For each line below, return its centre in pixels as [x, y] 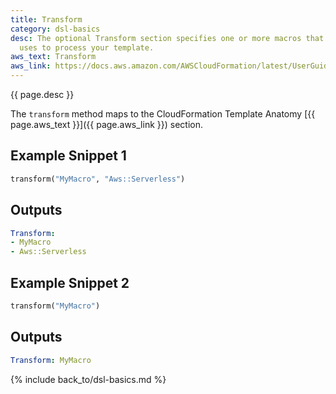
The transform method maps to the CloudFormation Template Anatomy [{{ [163, 114]
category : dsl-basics [55, 29]
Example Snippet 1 [68, 156]
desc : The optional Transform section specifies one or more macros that [167, 38]
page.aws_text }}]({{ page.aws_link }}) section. [106, 124]
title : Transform [46, 19]
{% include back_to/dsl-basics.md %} [88, 379]
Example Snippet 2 [70, 282]
